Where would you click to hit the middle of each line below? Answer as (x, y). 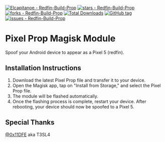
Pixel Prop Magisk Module (60, 39)
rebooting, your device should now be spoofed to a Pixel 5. (73, 106)
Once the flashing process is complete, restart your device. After (79, 101)
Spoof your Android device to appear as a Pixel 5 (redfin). (65, 52)
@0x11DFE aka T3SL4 (28, 134)
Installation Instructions (43, 68)
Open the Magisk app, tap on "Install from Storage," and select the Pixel (87, 85)
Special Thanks (30, 122)
